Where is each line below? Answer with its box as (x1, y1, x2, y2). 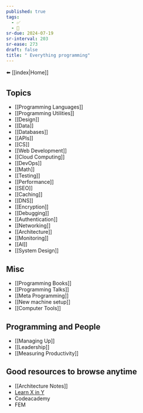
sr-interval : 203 (6, 36, 49, 42)
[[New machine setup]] (14, 298, 71, 305)
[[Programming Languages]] (14, 103, 83, 110)
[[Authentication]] (14, 216, 58, 223)
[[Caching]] (14, 191, 43, 198)
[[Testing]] (14, 172, 40, 179)
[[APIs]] (14, 135, 33, 142)
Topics (6, 88, 32, 98)
